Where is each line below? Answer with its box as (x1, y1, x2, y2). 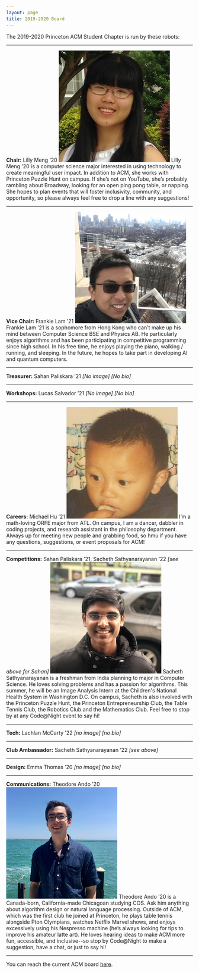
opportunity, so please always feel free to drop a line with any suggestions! (6, 194, 190, 201)
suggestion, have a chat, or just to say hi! (6, 943, 107, 950)
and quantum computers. (6, 355, 68, 363)
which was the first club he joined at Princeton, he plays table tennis (6, 912, 173, 919)
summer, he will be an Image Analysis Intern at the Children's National (6, 687, 177, 694)
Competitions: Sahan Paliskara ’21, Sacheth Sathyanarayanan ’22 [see (6, 555, 179, 562)
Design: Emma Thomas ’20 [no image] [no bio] (6, 763, 121, 770)
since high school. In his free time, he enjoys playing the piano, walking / (6, 342, 184, 350)
